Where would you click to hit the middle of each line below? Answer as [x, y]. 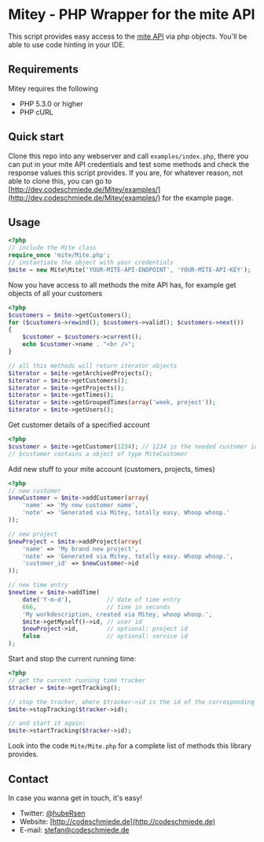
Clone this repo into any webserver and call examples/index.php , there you [128, 156]
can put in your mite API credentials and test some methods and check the [129, 164]
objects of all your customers [55, 293]
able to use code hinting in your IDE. [67, 44]
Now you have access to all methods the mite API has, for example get [122, 284]
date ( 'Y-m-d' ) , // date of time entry [101, 599]
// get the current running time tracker [77, 680]
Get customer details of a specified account [79, 425]
